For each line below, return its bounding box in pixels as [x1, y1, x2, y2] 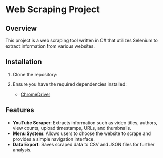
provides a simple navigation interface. [12, 136, 95, 142]
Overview [5, 24, 37, 33]
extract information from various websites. [5, 43, 95, 49]
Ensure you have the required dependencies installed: [12, 81, 127, 87]
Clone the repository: [12, 71, 58, 77]
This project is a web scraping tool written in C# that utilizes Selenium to [5, 37, 158, 43]
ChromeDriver [20, 91, 50, 97]
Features [5, 106, 34, 115]
